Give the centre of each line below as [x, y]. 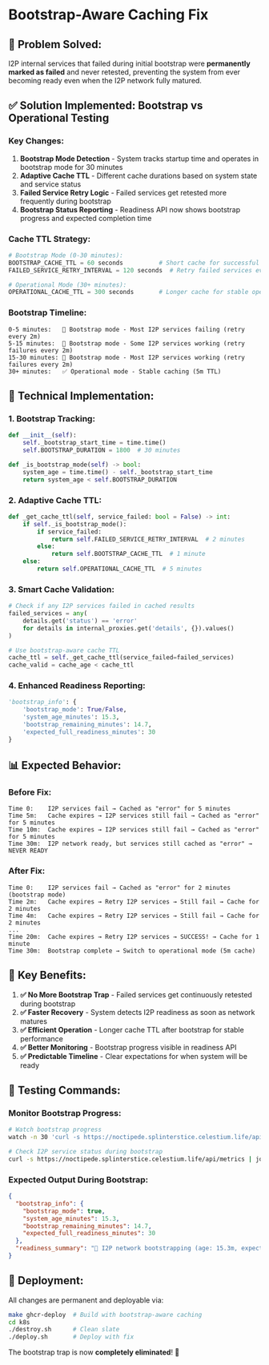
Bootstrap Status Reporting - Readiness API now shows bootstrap [130, 209]
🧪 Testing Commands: [65, 1090]
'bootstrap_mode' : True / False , [75, 710]
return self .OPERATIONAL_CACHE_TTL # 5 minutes [120, 569]
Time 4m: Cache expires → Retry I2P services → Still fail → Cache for [134, 916]
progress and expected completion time [86, 218]
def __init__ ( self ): [43, 435]
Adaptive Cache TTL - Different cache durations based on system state [139, 175]
